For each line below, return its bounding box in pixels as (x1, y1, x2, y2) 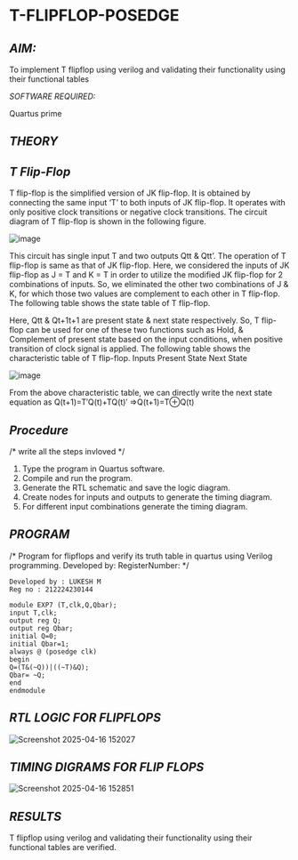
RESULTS (9, 808, 62, 824)
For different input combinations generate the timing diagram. (21, 502, 248, 512)
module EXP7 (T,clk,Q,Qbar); (9, 600, 117, 609)
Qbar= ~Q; (9, 671, 46, 679)
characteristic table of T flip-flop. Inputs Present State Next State (9, 353, 247, 364)
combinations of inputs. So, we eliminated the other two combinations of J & (9, 279, 289, 290)
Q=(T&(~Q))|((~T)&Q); (9, 663, 90, 671)
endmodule (9, 686, 46, 695)
